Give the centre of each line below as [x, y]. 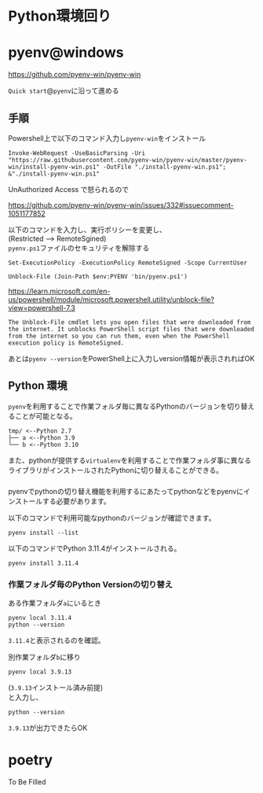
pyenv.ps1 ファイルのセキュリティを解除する [79, 248]
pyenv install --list [44, 533]
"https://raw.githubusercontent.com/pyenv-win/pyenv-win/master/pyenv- [128, 160]
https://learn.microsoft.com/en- [59, 291]
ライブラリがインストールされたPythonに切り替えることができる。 [116, 470]
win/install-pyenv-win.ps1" [54, 167]
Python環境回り [60, 16]
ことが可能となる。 [46, 416]
